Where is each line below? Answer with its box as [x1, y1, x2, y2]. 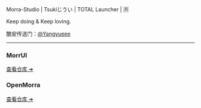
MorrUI [6, 51, 28, 59]
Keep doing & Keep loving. [6, 18, 72, 25]
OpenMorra [6, 81, 41, 89]
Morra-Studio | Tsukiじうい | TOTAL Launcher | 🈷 [6, 6, 129, 13]
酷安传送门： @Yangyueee [6, 30, 71, 37]
